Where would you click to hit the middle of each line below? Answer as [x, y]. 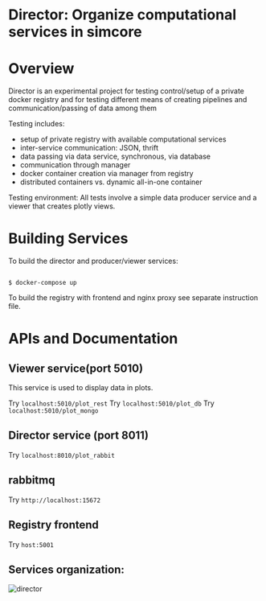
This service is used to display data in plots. [81, 388]
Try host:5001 [31, 544]
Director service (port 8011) [78, 436]
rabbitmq [32, 480]
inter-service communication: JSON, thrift [89, 148]
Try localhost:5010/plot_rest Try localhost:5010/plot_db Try [111, 403]
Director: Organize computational [123, 15]
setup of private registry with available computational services [123, 139]
